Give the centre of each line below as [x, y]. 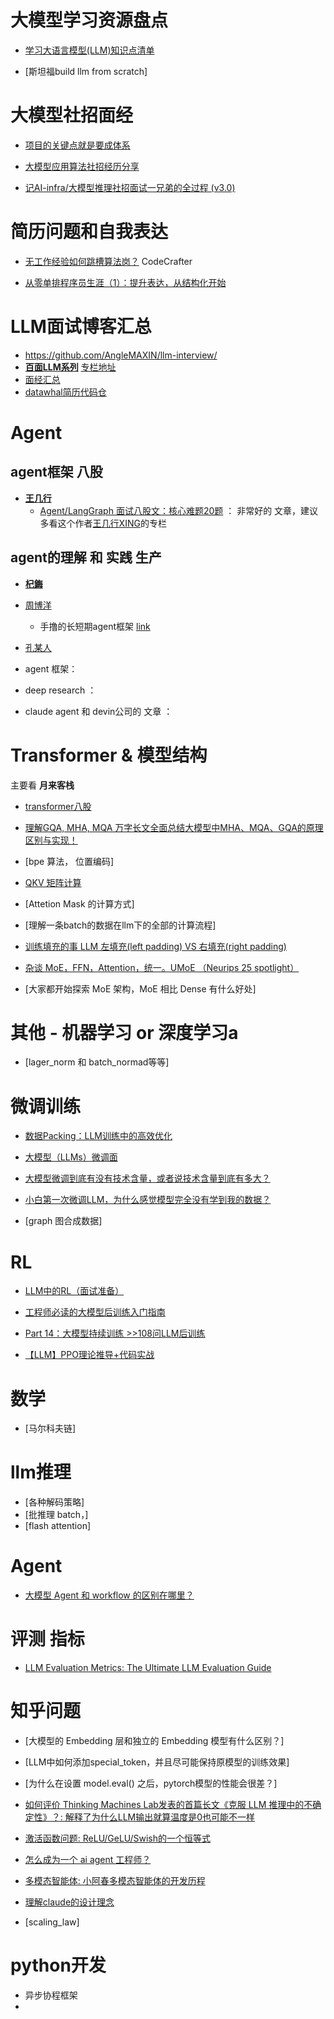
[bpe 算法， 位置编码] [69, 861]
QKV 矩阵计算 [53, 882]
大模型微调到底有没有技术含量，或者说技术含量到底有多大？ [147, 1178]
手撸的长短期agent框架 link [95, 626]
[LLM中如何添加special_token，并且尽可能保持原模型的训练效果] [157, 1762]
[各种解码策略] [54, 1502]
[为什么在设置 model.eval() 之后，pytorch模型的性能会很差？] [151, 1783]
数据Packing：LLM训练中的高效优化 [98, 1136]
